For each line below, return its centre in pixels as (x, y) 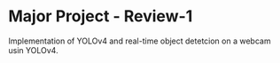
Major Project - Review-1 (101, 16)
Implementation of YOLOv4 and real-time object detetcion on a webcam (140, 41)
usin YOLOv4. (33, 50)
